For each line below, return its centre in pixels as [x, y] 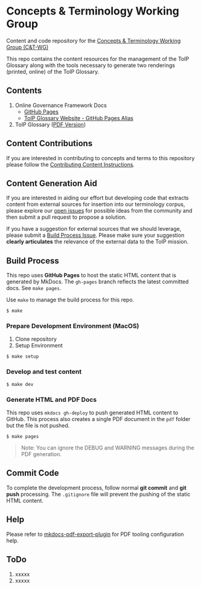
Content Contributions [49, 143]
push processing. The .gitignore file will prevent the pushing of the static [98, 494]
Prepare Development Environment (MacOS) [73, 326]
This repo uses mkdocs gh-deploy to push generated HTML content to [92, 413]
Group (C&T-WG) [27, 47]
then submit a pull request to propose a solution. [66, 217]
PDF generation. [41, 454]
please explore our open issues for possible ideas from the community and [99, 211]
